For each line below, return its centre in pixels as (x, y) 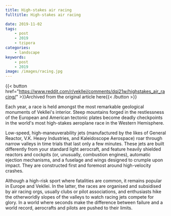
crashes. (15, 171)
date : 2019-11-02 (24, 24)
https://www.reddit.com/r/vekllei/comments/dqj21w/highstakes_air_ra (92, 91)
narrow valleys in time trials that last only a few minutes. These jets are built (85, 144)
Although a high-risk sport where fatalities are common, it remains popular (84, 181)
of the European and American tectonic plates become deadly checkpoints (84, 117)
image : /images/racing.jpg (34, 71)
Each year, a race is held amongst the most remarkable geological (75, 107)
